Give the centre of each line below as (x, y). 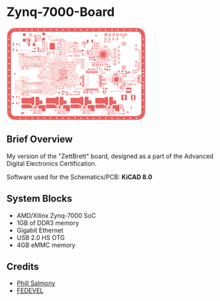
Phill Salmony (36, 283)
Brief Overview (40, 139)
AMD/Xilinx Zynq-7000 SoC (56, 215)
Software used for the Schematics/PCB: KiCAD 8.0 (79, 177)
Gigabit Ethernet (40, 230)
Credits (23, 267)
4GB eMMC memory (46, 245)
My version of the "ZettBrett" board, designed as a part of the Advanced (110, 156)
